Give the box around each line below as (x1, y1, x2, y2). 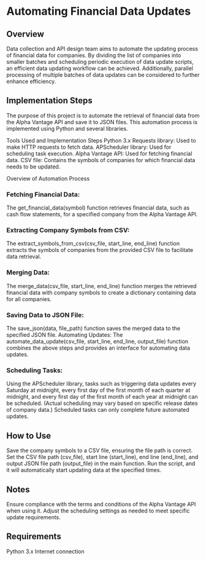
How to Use (6, 430, 51, 441)
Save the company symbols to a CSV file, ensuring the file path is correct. (6, 447, 193, 454)
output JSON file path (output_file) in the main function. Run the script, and (6, 460, 196, 468)
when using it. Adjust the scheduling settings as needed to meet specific (6, 507, 190, 514)
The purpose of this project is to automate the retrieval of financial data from (6, 112, 200, 119)
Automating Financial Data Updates (6, 4, 191, 18)
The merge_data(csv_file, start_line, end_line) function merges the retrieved (6, 282, 197, 289)
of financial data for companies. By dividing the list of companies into (6, 52, 181, 59)
